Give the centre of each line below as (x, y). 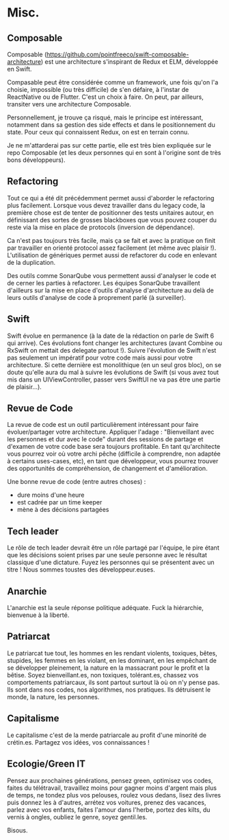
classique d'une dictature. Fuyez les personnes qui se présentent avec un (111, 562)
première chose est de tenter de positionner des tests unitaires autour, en (110, 212)
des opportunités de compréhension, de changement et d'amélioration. (107, 469)
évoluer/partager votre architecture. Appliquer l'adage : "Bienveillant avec (111, 432)
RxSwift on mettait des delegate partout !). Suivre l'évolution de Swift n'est (112, 350)
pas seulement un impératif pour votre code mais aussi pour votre (100, 358)
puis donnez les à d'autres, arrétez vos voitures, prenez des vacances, (107, 802)
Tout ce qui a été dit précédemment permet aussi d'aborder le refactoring (111, 198)
